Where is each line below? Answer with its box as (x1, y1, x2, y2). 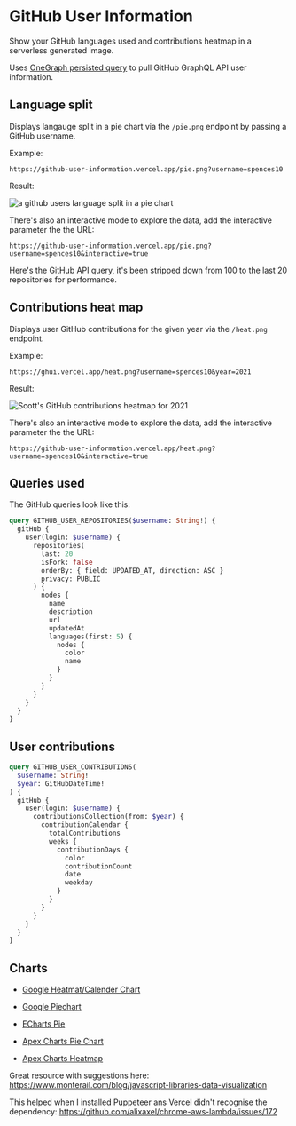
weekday (65, 878, 93, 887)
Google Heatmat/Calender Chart (21, 984, 141, 995)
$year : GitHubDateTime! (17, 779, 105, 788)
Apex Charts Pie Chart (21, 1036, 104, 1047)
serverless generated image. (9, 44, 114, 55)
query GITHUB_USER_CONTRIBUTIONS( (9, 763, 137, 772)
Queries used (9, 475, 86, 490)
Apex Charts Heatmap (21, 1053, 104, 1064)
